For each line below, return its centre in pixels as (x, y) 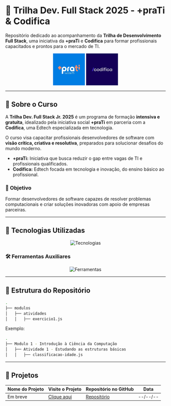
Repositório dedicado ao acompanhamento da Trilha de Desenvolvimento (83, 35)
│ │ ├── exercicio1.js (34, 319)
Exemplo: (15, 328)
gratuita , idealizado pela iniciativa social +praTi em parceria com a (76, 122)
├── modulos (18, 308)
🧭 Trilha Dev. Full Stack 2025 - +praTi (85, 10)
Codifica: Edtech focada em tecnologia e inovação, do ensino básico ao (88, 169)
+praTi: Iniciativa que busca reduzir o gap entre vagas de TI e (77, 158)
